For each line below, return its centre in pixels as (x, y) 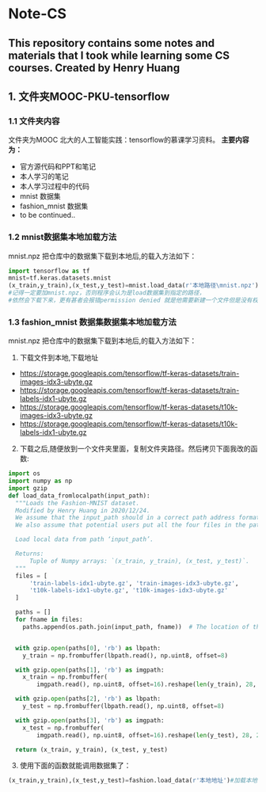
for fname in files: (49, 620)
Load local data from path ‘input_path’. (85, 539)
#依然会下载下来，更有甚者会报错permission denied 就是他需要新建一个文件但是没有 (130, 301)
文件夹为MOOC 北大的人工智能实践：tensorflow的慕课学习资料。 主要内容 (129, 140)
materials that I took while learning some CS (119, 55)
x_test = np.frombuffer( (63, 728)
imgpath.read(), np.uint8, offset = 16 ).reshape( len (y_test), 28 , (145, 735)
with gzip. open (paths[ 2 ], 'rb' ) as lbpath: (88, 699)
